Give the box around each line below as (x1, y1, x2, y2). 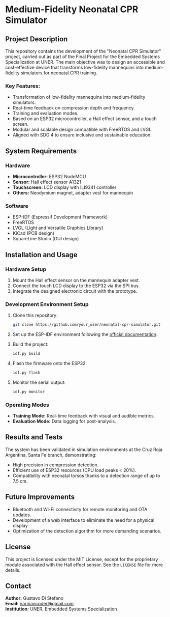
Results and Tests (5, 433, 63, 441)
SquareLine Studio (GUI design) (12, 236, 79, 242)
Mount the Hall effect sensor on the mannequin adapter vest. (12, 277, 141, 283)
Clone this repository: (12, 312, 58, 319)
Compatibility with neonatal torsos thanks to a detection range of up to (12, 472, 161, 479)
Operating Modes (5, 401, 49, 408)
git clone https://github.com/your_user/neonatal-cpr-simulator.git (12, 322, 161, 327)
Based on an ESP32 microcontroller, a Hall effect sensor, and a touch (12, 116, 157, 122)
